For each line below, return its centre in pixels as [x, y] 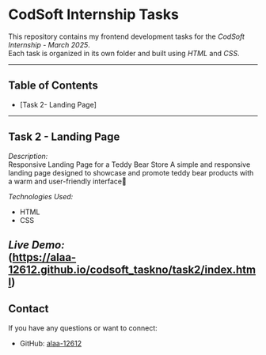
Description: [28, 156]
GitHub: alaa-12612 [51, 343]
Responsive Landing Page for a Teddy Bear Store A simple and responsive [129, 164]
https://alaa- [44, 257]
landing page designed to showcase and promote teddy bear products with [131, 172]
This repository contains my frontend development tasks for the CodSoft [127, 36]
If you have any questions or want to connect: [83, 328]
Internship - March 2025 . [49, 44]
